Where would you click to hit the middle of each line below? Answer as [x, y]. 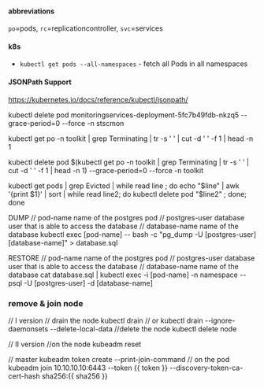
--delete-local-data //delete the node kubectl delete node [143, 329]
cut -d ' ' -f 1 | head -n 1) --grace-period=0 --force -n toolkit [106, 170]
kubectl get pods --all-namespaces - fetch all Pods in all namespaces [134, 64]
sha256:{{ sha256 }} [75, 376]
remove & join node [46, 303]
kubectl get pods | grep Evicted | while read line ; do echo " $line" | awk [124, 186]
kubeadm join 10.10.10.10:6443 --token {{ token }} [88, 368]
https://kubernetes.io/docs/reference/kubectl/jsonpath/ [98, 99]
